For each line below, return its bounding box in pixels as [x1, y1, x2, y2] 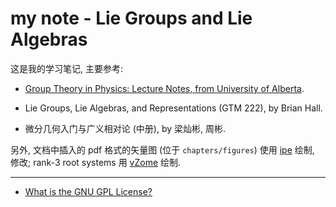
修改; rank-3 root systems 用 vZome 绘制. [10, 156, 182, 168]
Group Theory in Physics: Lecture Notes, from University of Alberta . [24, 82, 305, 94]
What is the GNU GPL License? [24, 185, 153, 197]
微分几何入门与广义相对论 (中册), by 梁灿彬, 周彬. [24, 122, 227, 134]
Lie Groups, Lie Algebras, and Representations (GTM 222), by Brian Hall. [24, 102, 323, 114]
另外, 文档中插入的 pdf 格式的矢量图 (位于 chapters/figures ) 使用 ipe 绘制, [10, 143, 315, 156]
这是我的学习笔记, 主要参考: [10, 62, 124, 74]
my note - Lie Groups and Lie [10, 7, 253, 30]
